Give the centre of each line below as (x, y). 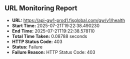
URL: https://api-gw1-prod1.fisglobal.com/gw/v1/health (68, 20)
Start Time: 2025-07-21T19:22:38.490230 (56, 25)
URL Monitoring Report (41, 8)
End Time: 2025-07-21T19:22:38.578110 (53, 31)
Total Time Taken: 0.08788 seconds (49, 36)
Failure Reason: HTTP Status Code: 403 (53, 52)
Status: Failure (27, 46)
